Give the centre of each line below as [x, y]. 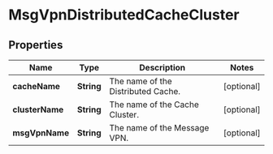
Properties [36, 45]
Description [162, 68]
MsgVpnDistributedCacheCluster [124, 15]
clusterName [38, 109]
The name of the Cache [154, 105]
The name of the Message [159, 128]
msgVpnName [41, 133]
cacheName [37, 86]
